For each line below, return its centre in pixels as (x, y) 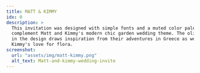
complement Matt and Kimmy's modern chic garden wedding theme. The (98, 34)
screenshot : (21, 50)
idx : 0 (14, 17)
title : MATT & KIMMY (32, 11)
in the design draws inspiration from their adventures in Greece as (99, 39)
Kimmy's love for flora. (42, 45)
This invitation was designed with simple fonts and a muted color (97, 28)
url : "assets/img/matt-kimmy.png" (54, 55)
